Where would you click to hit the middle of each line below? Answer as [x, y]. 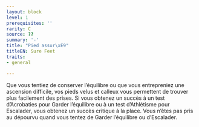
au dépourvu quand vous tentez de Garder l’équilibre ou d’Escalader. [92, 117]
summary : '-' [23, 40]
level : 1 [17, 18]
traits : [16, 57]
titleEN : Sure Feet [31, 51]
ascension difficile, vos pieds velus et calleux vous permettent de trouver [97, 91]
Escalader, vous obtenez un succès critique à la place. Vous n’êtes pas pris [100, 111]
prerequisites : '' [29, 23]
